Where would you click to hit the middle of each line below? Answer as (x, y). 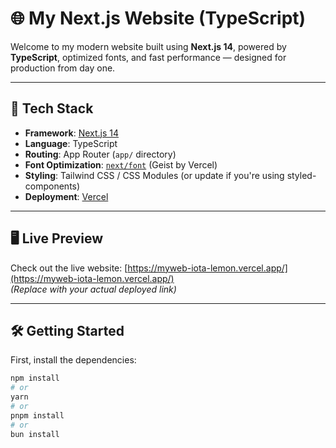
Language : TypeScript (71, 143)
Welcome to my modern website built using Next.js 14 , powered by (148, 46)
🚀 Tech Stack (52, 108)
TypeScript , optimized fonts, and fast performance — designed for (148, 57)
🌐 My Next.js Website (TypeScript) (158, 18)
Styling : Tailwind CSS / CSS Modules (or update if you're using (154, 175)
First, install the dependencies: (73, 360)
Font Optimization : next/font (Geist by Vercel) (121, 164)
